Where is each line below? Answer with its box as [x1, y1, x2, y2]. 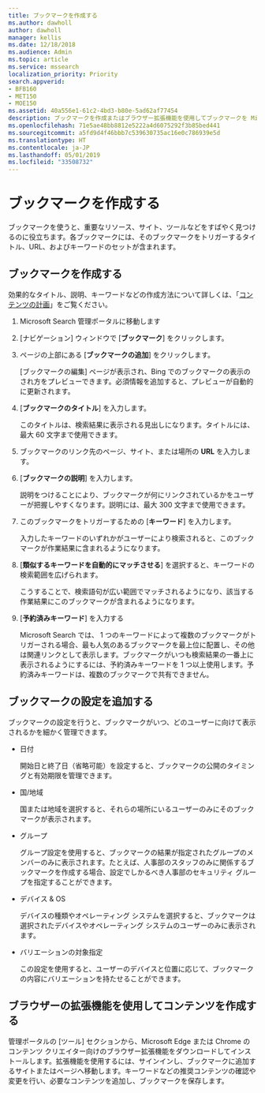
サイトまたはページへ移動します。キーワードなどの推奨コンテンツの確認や [14, 1066, 256, 1076]
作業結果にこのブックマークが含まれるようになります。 [19, 597, 200, 606]
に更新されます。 [19, 386, 75, 395]
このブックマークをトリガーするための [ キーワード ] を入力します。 [19, 516, 236, 526]
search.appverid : [8, 77, 65, 85]
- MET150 [8, 92, 37, 100]
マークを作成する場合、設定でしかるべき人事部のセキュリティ [33, 867, 234, 877]
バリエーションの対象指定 [19, 947, 103, 956]
